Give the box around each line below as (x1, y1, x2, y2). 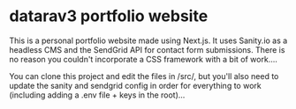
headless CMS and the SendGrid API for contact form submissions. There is (9, 44, 285, 54)
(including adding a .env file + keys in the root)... (9, 90, 186, 100)
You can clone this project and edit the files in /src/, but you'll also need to (9, 70, 279, 81)
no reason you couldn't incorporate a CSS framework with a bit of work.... (9, 54, 278, 64)
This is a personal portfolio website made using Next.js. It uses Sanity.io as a (9, 35, 288, 46)
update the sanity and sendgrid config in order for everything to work (9, 80, 262, 91)
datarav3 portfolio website (9, 6, 209, 26)
